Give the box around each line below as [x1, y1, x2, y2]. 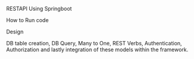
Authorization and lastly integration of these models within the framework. [6, 46, 189, 53]
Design [6, 28, 24, 35]
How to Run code [6, 17, 49, 23]
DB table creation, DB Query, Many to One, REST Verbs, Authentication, [6, 40, 182, 46]
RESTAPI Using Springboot [6, 5, 72, 12]
